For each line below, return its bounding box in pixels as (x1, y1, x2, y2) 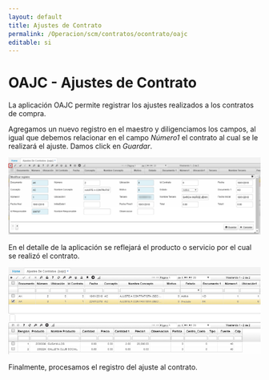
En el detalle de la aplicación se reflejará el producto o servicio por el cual (8, 243, 252, 253)
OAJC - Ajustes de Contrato (8, 74, 198, 92)
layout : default (8, 13, 62, 21)
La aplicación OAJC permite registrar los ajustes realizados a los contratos (8, 100, 255, 110)
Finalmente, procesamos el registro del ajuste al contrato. (8, 362, 198, 372)
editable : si (8, 38, 52, 46)
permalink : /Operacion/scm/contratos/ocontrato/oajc (8, 30, 188, 38)
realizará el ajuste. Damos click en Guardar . (8, 141, 153, 152)
